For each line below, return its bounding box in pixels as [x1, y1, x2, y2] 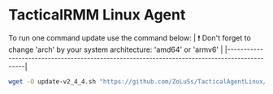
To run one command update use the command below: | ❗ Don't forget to [8, 32, 252, 42]
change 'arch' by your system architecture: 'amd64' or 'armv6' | [8, 45, 223, 54]
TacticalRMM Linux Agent [8, 6, 186, 24]
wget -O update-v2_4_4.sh [8, 77, 96, 86]
